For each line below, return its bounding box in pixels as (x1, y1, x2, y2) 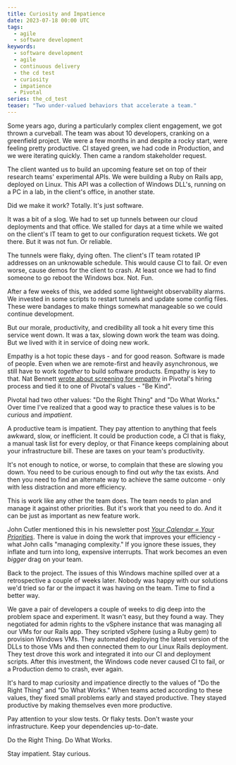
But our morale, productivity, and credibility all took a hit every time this (7, 323, 214, 331)
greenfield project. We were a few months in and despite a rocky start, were (7, 136, 228, 145)
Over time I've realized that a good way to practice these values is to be (7, 403, 216, 411)
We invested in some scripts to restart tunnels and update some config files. (7, 294, 229, 303)
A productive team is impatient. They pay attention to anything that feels (7, 424, 217, 432)
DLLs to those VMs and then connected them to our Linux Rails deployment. (7, 642, 228, 651)
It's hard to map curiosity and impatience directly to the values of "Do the (7, 678, 221, 687)
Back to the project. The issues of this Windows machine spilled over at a (7, 568, 221, 577)
